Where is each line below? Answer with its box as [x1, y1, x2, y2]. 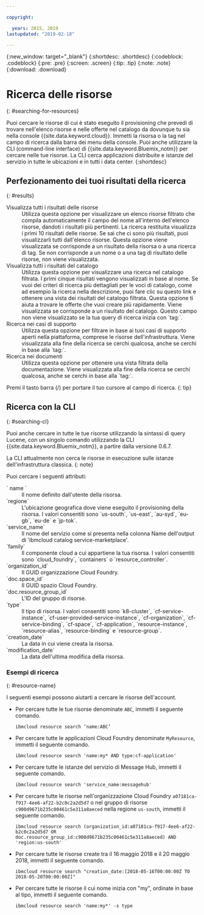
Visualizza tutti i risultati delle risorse [6, 204, 99, 211]
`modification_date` [6, 646, 55, 653]
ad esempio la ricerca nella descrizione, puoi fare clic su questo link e [21, 288, 197, 296]
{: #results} [6, 192, 35, 199]
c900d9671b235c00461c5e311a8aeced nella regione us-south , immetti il [15, 805, 186, 813]
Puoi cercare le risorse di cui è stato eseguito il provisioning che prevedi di [6, 119, 193, 127]
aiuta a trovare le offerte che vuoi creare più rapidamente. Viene [21, 301, 183, 308]
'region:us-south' [15, 839, 62, 846]
